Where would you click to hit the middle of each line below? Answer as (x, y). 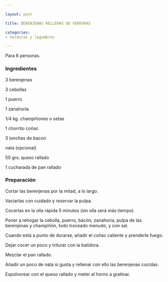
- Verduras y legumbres (30, 37)
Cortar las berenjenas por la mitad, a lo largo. (52, 191)
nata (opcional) (21, 148)
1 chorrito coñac (22, 128)
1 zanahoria (17, 109)
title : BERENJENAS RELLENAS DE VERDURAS (48, 23)
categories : (18, 32)
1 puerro (14, 99)
